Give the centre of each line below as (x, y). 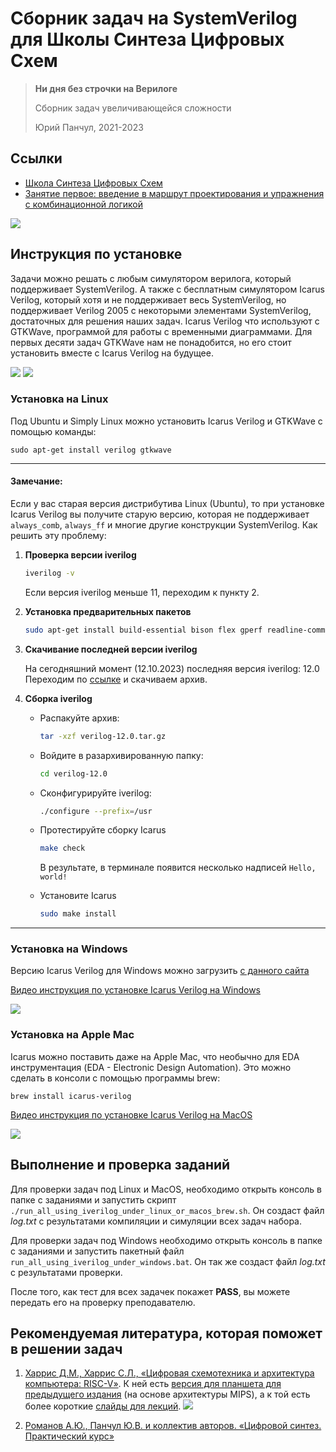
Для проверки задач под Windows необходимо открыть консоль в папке (166, 1240)
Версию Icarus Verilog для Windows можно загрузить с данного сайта (160, 971)
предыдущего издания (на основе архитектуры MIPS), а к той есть (167, 1394)
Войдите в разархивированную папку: (121, 755)
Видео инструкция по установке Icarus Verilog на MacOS (131, 1114)
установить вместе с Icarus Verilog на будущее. (112, 353)
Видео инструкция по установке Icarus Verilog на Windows (136, 990)
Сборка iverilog (58, 698)
